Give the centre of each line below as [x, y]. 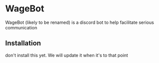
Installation [23, 43]
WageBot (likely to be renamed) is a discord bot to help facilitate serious [80, 22]
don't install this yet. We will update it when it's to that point [67, 55]
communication [21, 27]
